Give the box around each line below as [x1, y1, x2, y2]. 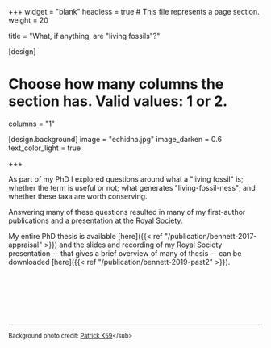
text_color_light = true [8, 143, 81, 153]
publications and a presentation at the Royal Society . [8, 216, 183, 225]
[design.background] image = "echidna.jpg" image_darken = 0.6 [8, 134, 223, 144]
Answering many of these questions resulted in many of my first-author [8, 207, 246, 216]
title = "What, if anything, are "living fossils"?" [8, 31, 161, 40]
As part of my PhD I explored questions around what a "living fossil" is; [8, 174, 244, 184]
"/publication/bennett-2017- [164, 231, 257, 241]
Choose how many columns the [8, 75, 224, 94]
